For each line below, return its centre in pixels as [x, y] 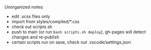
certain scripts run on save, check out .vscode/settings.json [71, 42]
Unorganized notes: [24, 7]
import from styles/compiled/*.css [45, 22]
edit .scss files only [31, 16]
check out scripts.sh [32, 27]
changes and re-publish [35, 37]
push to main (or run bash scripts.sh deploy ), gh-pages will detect [79, 32]
